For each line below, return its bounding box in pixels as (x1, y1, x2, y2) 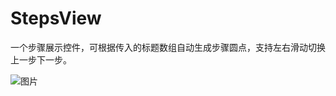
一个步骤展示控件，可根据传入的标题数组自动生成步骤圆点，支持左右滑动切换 (10, 41, 326, 53)
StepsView (10, 7, 102, 30)
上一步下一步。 (10, 53, 72, 66)
